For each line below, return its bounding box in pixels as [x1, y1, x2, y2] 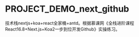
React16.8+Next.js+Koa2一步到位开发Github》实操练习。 [5, 26, 120, 32]
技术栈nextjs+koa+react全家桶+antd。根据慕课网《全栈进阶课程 [5, 20, 135, 26]
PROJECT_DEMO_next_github [5, 3, 129, 15]
